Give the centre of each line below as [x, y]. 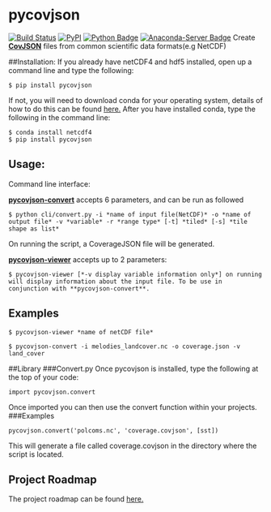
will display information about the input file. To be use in [115, 282]
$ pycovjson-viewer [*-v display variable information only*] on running [135, 274]
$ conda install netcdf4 [50, 132]
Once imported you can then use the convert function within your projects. [133, 407]
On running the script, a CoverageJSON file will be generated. [112, 243]
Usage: [27, 164]
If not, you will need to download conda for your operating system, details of [135, 100]
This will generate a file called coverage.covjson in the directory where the [133, 445]
